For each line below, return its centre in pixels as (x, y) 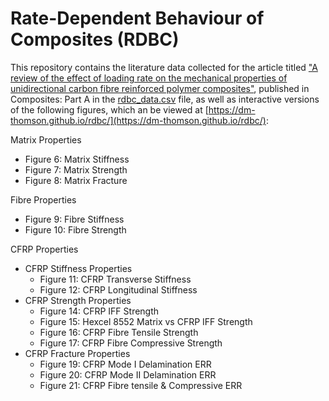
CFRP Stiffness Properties (78, 268)
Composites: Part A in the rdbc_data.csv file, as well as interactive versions (165, 99)
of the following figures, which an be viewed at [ (109, 109)
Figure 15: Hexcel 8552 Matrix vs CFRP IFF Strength (146, 321)
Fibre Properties (43, 199)
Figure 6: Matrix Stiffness (77, 159)
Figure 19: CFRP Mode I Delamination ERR (125, 364)
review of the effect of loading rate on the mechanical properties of (149, 78)
